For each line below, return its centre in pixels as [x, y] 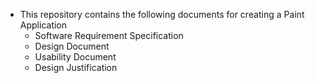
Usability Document [75, 57]
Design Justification [76, 67]
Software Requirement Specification [109, 35]
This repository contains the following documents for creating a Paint [162, 14]
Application [43, 25]
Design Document [72, 46]
